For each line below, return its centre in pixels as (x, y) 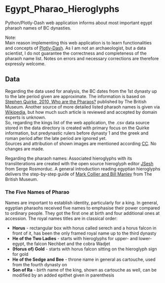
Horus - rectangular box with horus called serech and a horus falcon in (84, 228)
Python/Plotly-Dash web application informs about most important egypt (79, 23)
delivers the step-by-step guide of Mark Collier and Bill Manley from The (79, 174)
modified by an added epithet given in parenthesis (63, 275)
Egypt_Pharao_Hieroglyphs (62, 9)
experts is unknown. (26, 117)
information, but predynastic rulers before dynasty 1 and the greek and (77, 133)
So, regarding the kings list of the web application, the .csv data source (77, 122)
